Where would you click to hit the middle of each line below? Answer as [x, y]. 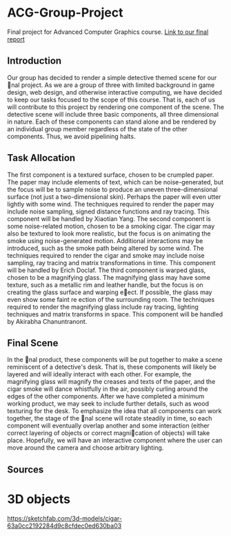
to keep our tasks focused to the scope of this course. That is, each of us [111, 99]
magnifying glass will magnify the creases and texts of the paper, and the [111, 382]
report [16, 39]
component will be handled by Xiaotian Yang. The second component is [109, 218]
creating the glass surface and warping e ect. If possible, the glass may [110, 292]
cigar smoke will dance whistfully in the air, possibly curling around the [108, 389]
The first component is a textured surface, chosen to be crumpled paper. [111, 175]
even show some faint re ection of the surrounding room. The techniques [111, 299]
